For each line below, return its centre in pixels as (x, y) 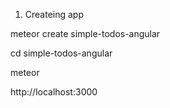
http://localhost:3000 (54, 92)
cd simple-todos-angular (61, 53)
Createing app (54, 14)
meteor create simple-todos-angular (85, 33)
